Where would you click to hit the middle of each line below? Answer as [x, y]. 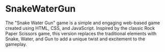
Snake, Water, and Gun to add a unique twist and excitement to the [75, 39]
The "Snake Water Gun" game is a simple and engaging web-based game [83, 23]
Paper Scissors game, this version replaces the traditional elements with [81, 33]
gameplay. [16, 44]
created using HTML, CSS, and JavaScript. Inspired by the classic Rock [80, 28]
